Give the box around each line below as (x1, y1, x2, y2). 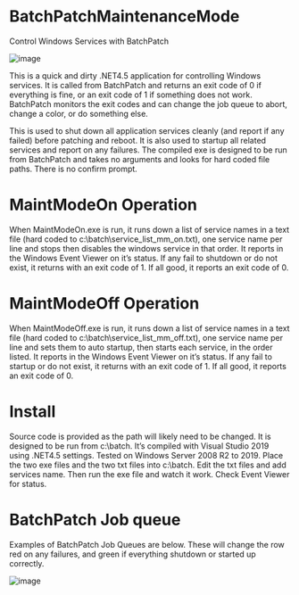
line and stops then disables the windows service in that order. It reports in (9, 243, 284, 253)
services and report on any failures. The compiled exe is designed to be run (9, 145, 287, 155)
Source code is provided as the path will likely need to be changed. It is (9, 431, 271, 442)
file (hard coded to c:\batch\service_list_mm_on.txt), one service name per (9, 234, 283, 244)
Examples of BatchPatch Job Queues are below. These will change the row (9, 539, 286, 550)
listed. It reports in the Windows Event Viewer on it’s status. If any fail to (9, 351, 272, 362)
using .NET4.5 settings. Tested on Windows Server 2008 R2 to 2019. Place (9, 450, 284, 460)
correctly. (9, 558, 45, 568)
